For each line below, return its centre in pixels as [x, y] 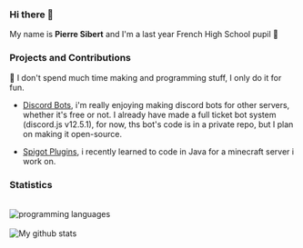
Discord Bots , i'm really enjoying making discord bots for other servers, [156, 104]
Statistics [31, 184]
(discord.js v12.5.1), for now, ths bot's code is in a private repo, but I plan [158, 124]
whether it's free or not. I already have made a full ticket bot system [149, 114]
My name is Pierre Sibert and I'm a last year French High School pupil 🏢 [144, 35]
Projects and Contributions [71, 58]
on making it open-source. [72, 134]
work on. [39, 161]
